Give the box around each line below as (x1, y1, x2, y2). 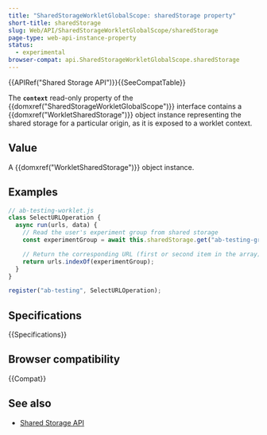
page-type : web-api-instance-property (8, 33, 137, 42)
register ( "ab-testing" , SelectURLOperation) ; (8, 287, 161, 294)
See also (8, 397, 52, 410)
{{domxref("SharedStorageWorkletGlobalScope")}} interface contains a (8, 101, 242, 111)
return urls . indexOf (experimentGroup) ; (22, 257, 155, 266)
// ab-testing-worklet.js (8, 206, 94, 214)
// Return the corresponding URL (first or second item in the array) (22, 250, 261, 258)
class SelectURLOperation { (8, 214, 102, 222)
